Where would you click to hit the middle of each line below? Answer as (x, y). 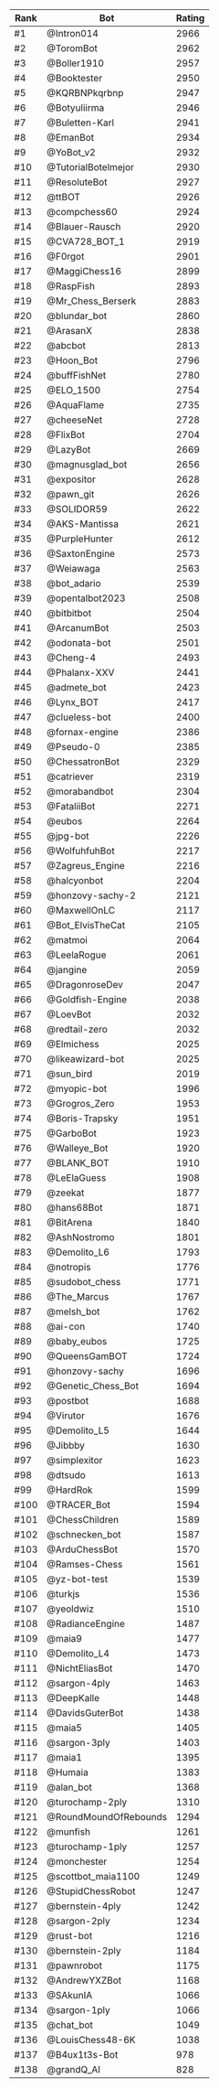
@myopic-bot (77, 1089)
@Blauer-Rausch (84, 226)
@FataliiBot (71, 806)
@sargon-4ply (79, 1683)
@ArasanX (70, 331)
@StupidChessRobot (91, 1891)
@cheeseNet (75, 420)
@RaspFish (71, 286)
